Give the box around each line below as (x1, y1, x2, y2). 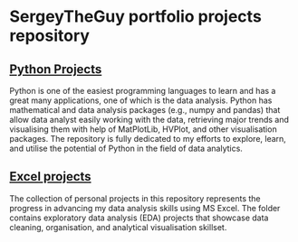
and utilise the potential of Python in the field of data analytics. (9, 143, 243, 154)
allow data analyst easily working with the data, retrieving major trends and (9, 115, 290, 125)
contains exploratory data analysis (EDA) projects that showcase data (9, 212, 269, 223)
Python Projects (9, 61, 102, 77)
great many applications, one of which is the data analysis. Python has (9, 95, 273, 106)
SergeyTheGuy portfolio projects (9, 6, 263, 27)
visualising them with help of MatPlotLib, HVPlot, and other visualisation (9, 124, 278, 135)
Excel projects (9, 169, 92, 184)
